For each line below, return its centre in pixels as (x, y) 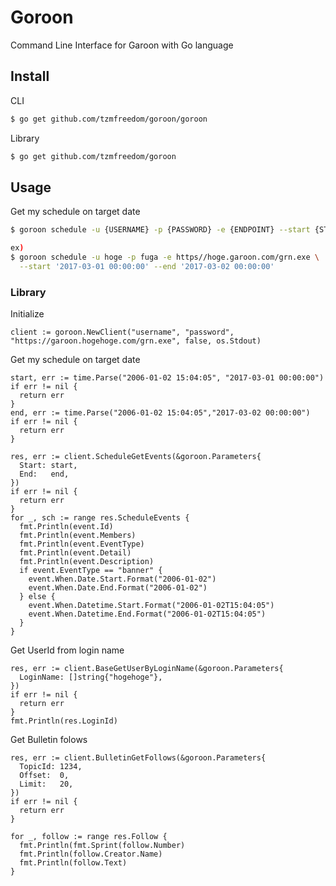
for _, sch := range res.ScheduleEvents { (100, 518)
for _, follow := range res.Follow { (89, 837)
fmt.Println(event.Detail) (75, 553)
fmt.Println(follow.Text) (73, 863)
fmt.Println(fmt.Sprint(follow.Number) (102, 846)
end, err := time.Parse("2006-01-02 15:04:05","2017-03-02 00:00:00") (160, 413)
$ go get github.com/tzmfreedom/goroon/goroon (109, 119)
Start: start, (48, 466)
